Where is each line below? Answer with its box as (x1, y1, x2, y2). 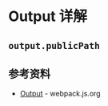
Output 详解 (8, 7, 88, 26)
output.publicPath (8, 39, 100, 51)
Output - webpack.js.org (19, 89, 102, 99)
